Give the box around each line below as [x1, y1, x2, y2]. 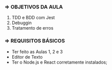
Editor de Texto [11, 54, 43, 60]
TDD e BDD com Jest [11, 15, 55, 21]
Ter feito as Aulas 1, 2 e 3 [11, 48, 63, 55]
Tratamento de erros [11, 25, 54, 31]
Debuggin [11, 20, 32, 26]
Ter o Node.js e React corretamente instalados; [11, 59, 108, 65]
